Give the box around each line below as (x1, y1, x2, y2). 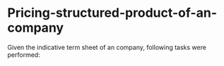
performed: (7, 51, 40, 59)
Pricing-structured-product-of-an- (7, 5, 218, 21)
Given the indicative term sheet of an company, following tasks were (7, 43, 207, 51)
